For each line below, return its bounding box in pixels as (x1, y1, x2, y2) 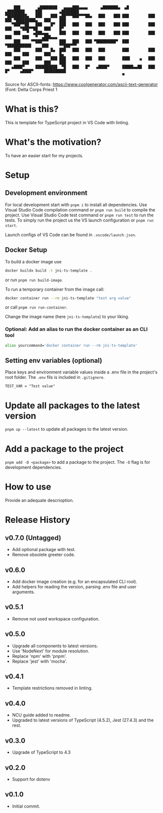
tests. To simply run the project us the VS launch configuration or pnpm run (5, 217, 154, 223)
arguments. (12, 589, 35, 595)
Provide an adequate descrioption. (5, 498, 74, 504)
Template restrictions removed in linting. (12, 685, 93, 691)
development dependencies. (5, 464, 62, 471)
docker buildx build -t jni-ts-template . (5, 268, 92, 273)
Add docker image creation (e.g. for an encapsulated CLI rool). (12, 579, 137, 585)
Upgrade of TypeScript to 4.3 (12, 749, 71, 755)
